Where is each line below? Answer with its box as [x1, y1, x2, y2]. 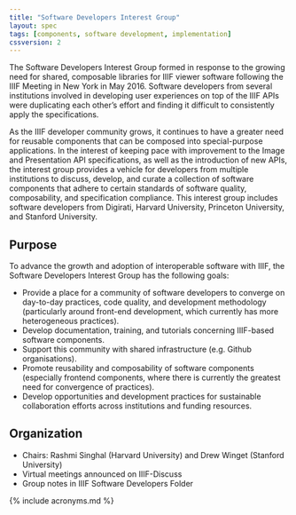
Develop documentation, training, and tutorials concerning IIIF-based [21, 325, 275, 336]
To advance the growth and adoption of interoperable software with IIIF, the [9, 261, 285, 272]
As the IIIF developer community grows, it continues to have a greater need [9, 126, 284, 138]
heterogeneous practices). [21, 316, 120, 327]
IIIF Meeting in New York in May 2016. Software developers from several [9, 81, 273, 91]
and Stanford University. [9, 211, 98, 222]
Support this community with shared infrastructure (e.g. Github [21, 344, 253, 355]
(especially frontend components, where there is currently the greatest [21, 372, 281, 383]
